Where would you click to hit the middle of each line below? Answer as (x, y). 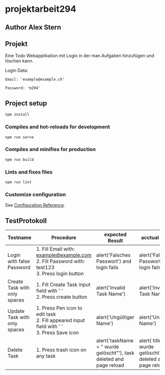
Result (115, 241)
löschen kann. (19, 61)
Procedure (64, 238)
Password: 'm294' (23, 88)
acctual (150, 238)
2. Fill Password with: (60, 261)
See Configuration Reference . (35, 205)
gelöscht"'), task (115, 353)
